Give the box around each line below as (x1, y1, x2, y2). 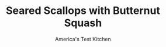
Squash (64, 16, 102, 30)
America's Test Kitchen (54, 35, 112, 42)
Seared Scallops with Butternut (6, 4, 160, 17)
